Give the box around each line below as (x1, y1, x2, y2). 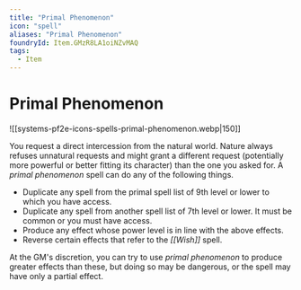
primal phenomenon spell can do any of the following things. (9, 169, 234, 180)
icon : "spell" (9, 22, 63, 31)
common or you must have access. (22, 215, 153, 225)
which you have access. (22, 196, 112, 207)
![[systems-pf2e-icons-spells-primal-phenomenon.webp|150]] (9, 123, 241, 134)
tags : (9, 47, 30, 56)
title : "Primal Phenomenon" (9, 13, 115, 22)
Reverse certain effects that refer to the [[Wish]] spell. (22, 234, 223, 245)
